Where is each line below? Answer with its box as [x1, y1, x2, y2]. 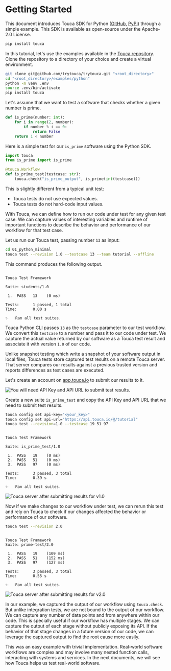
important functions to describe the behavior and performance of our [5, 221, 151, 228]
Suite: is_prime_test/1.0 [5, 444, 60, 449]
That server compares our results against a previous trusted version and [5, 361, 157, 367]
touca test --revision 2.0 [5, 524, 63, 529]
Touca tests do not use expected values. [12, 195, 99, 201]
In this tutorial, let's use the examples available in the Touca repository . [5, 50, 155, 57]
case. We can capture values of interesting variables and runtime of [5, 216, 148, 222]
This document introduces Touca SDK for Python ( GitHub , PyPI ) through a [5, 20, 161, 27]
